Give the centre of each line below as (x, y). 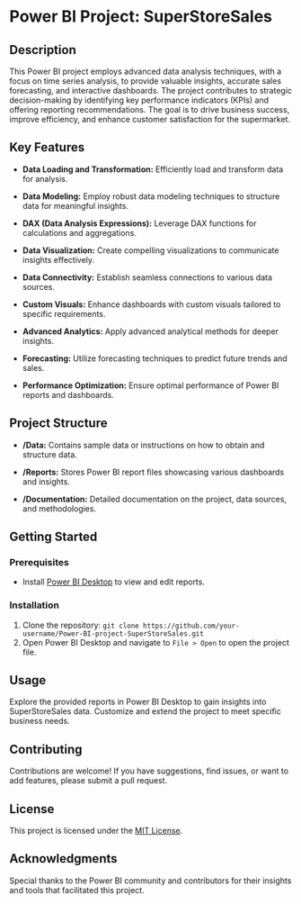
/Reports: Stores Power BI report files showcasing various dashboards (153, 472)
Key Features (47, 147)
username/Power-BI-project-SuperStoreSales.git (113, 633)
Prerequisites (39, 562)
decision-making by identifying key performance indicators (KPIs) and (139, 100)
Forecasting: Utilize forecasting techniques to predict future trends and (155, 358)
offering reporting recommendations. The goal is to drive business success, (150, 109)
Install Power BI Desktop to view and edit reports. (113, 582)
